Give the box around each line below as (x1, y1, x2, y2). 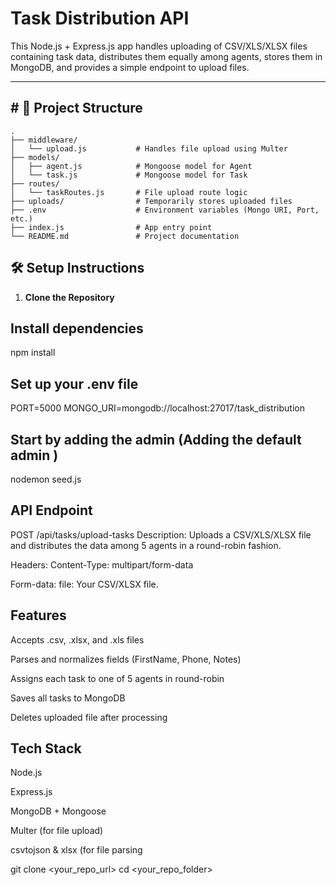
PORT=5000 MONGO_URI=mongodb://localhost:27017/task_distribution (10, 402, 305, 414)
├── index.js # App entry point (10, 222, 213, 232)
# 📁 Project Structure (10, 100, 143, 117)
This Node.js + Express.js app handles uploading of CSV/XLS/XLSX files (10, 40, 308, 52)
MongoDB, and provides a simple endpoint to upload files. (10, 61, 250, 73)
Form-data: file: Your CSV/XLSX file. (10, 578, 159, 590)
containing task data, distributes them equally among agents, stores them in (10, 50, 323, 62)
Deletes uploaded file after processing (10, 711, 168, 723)
